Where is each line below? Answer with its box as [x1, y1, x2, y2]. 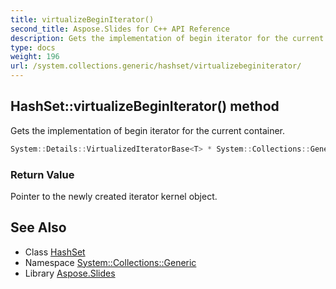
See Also [10, 219, 67, 236]
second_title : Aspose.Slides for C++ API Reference [10, 24, 230, 34]
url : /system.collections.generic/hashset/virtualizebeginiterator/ [10, 61, 302, 71]
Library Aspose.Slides [24, 267, 116, 279]
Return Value [10, 167, 75, 181]
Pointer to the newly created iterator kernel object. [10, 190, 218, 202]
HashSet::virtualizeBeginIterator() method [10, 98, 280, 115]
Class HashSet [24, 246, 86, 258]
